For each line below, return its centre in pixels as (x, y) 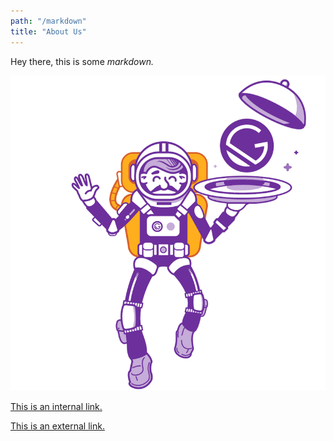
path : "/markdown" (48, 21)
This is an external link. (57, 426)
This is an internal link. (56, 406)
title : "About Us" (48, 31)
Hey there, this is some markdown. (82, 61)
